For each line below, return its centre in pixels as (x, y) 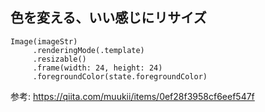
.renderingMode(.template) (88, 50)
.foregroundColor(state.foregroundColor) (120, 76)
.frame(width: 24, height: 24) (97, 68)
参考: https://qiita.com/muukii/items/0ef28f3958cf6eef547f (132, 96)
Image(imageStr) (44, 41)
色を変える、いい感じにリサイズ (108, 18)
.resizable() (59, 59)
